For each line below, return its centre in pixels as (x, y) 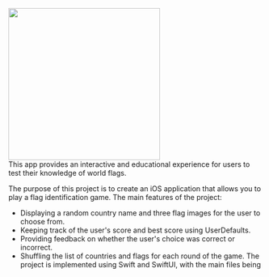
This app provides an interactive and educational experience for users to (129, 164)
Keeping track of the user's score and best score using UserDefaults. (135, 230)
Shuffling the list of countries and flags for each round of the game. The (140, 256)
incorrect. (36, 247)
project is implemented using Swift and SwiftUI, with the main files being (140, 264)
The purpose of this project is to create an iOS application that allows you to (134, 189)
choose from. (42, 222)
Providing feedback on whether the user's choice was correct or (128, 239)
